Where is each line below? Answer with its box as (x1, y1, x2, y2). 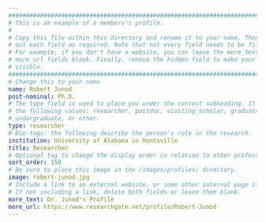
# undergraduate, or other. (8, 115, 101, 123)
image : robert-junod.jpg (8, 173, 90, 182)
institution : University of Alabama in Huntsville (8, 136, 178, 145)
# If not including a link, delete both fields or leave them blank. (8, 187, 242, 196)
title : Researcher (8, 144, 69, 152)
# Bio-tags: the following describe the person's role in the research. (8, 129, 252, 137)
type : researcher (8, 122, 65, 130)
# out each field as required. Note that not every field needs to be (8, 41, 245, 49)
